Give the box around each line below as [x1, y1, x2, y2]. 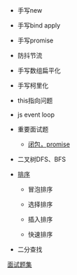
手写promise [17, 36, 54, 45]
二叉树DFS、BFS [17, 155, 66, 163]
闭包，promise [27, 140, 70, 148]
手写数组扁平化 [17, 66, 61, 74]
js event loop [17, 110, 55, 119]
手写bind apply [17, 21, 61, 30]
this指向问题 [17, 96, 53, 105]
